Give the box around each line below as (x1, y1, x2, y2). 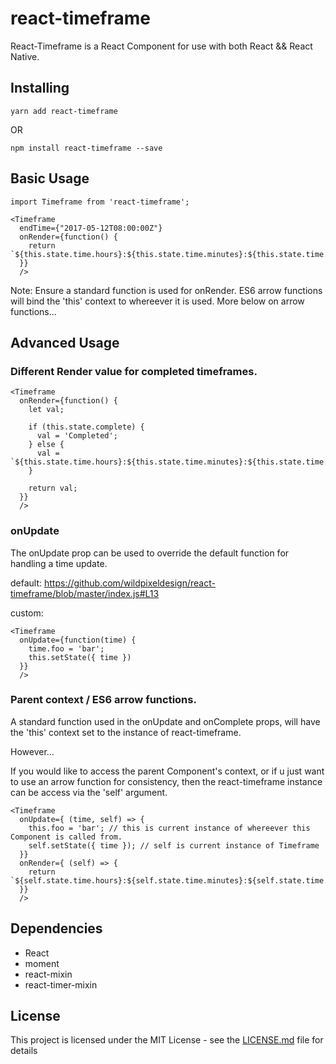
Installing (10, 80, 70, 97)
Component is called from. (10, 832, 123, 842)
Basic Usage (10, 170, 90, 187)
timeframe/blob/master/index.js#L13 (10, 587, 160, 599)
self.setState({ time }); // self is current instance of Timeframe (28, 840, 320, 851)
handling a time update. (10, 557, 108, 569)
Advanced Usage (10, 334, 120, 351)
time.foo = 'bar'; (28, 643, 105, 654)
